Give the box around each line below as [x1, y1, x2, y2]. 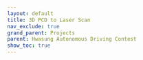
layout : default [7, 10, 54, 17]
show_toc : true [7, 42, 51, 49]
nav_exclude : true [7, 23, 60, 30]
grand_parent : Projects [7, 29, 76, 37]
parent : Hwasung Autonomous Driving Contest [7, 36, 137, 43]
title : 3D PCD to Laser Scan [7, 17, 91, 23]
